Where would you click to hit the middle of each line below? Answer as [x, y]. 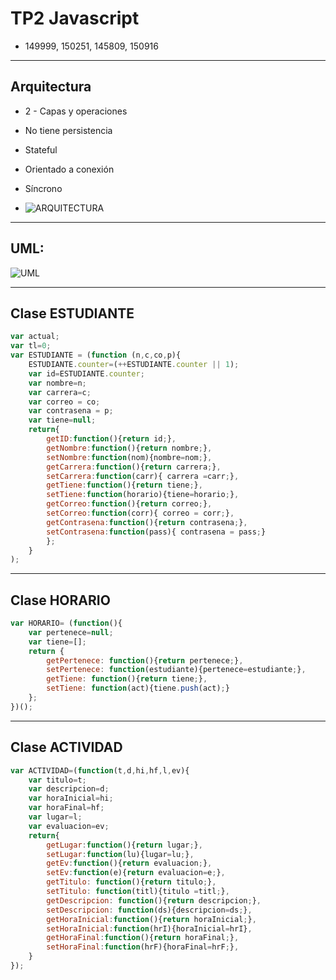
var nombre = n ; [57, 383]
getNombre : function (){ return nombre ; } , [129, 448]
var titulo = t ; [57, 780]
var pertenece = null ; [71, 632]
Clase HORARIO [60, 600]
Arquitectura [51, 87]
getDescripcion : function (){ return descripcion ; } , [154, 900]
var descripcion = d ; [69, 789]
